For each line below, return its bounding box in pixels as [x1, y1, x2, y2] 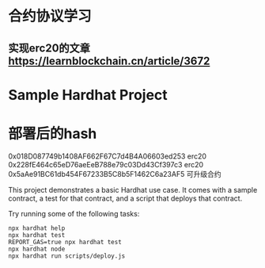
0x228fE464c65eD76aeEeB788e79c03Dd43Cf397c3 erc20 [8, 159, 204, 169]
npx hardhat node [8, 245, 66, 253]
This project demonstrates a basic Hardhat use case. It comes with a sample [8, 185, 258, 194]
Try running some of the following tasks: [8, 209, 140, 218]
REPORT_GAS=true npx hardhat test [8, 238, 123, 246]
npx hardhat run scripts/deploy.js [8, 251, 126, 260]
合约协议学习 [8, 7, 93, 25]
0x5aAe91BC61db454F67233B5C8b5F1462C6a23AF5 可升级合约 [8, 169, 221, 178]
